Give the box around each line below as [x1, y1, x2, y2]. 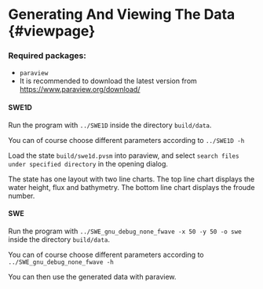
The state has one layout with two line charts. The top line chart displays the [8, 174, 255, 184]
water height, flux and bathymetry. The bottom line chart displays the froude [8, 182, 255, 192]
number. [8, 191, 35, 200]
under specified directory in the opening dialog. [8, 159, 169, 168]
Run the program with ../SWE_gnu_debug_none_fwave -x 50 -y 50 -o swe [8, 226, 242, 236]
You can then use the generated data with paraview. [8, 272, 177, 281]
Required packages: [8, 50, 86, 61]
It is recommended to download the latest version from [19, 76, 198, 86]
